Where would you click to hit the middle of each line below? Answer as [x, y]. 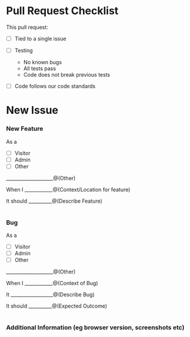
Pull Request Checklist [62, 11]
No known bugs [43, 62]
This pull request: [27, 27]
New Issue [32, 110]
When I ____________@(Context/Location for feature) [68, 189]
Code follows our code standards [55, 86]
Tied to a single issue [40, 38]
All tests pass [40, 68]
